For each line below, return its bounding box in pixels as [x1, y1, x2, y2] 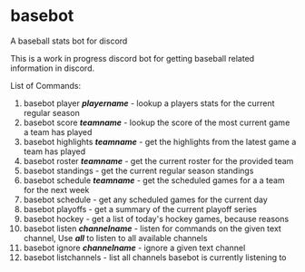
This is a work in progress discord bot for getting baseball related [10, 53, 255, 63]
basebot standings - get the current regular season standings [23, 165, 254, 176]
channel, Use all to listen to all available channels [23, 232, 208, 243]
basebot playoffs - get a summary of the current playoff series [23, 203, 258, 214]
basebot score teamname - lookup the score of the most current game [23, 117, 290, 128]
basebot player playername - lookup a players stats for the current [23, 97, 275, 109]
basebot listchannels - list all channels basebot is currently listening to [23, 251, 287, 263]
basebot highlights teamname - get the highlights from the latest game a [23, 136, 297, 147]
